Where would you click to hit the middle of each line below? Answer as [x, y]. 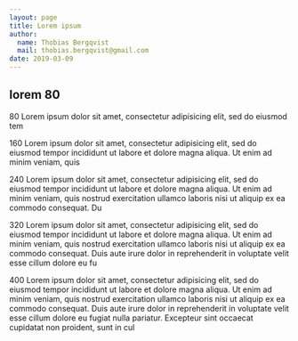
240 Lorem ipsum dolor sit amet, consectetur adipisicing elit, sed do [134, 179]
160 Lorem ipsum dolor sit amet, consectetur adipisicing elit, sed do [133, 142]
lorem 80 [35, 95]
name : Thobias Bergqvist [63, 42]
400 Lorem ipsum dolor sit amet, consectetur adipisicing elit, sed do [134, 280]
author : [24, 34]
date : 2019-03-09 [41, 59]
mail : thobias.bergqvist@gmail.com [83, 51]
